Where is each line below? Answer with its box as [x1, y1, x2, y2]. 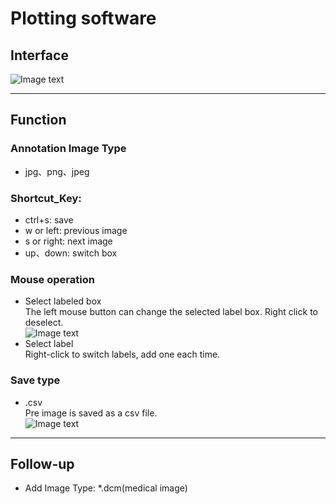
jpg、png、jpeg [24, 165, 90, 177]
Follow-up [10, 455, 75, 472]
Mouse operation [10, 272, 95, 286]
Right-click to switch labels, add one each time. [24, 348, 221, 361]
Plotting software [10, 7, 157, 30]
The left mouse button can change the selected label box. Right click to [24, 306, 318, 318]
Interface [10, 47, 69, 64]
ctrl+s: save [24, 213, 74, 226]
